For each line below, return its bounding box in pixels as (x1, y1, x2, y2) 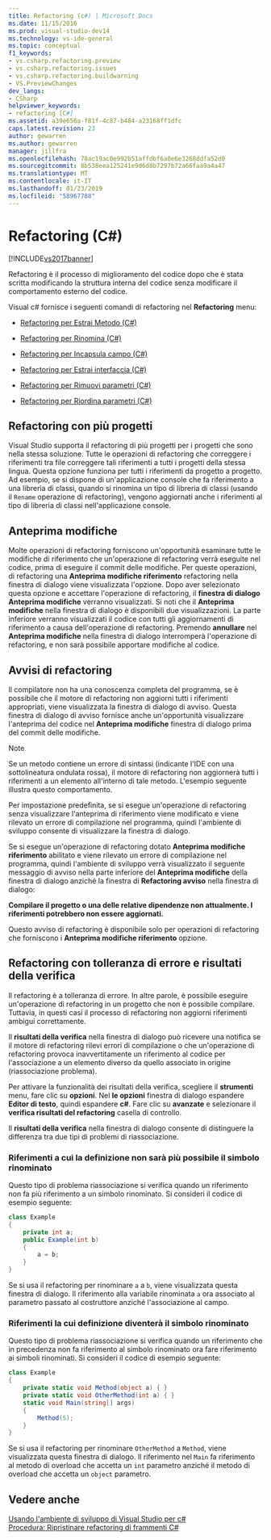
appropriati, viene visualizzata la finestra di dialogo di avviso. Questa (8, 702, 236, 711)
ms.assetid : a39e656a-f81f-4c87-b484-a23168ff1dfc (8, 117, 182, 125)
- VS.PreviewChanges (8, 79, 78, 87)
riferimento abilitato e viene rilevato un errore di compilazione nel (8, 850, 227, 860)
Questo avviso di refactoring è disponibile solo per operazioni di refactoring (8, 925, 260, 934)
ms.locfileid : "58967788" (8, 191, 95, 200)
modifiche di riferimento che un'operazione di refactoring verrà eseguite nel (8, 554, 261, 564)
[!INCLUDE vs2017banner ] (8, 254, 94, 263)
